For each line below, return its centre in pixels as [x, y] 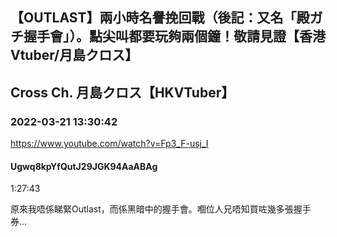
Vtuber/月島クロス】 [74, 55]
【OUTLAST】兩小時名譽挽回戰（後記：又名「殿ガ [166, 18]
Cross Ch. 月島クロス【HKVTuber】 [122, 92]
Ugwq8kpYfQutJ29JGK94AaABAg [84, 166]
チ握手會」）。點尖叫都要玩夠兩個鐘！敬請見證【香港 [168, 36]
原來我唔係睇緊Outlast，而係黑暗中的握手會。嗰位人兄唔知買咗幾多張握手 [161, 209]
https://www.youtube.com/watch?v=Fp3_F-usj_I [109, 144]
